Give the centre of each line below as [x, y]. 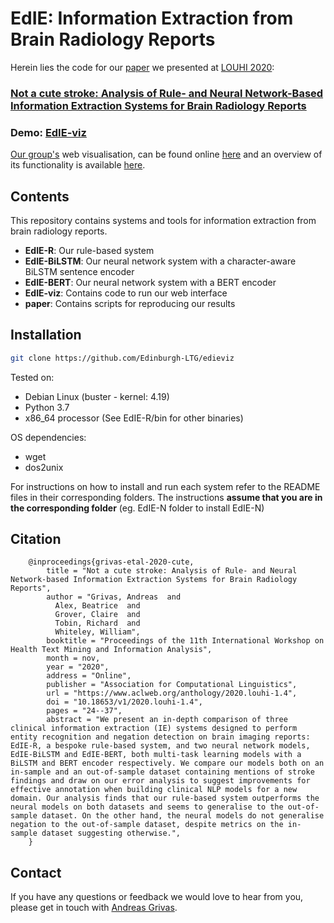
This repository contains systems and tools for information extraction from [163, 220]
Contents [40, 196]
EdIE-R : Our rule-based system [89, 250]
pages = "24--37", [84, 711]
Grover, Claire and [97, 615]
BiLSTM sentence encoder [79, 271]
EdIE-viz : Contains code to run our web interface [126, 293]
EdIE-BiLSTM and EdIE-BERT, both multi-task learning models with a [156, 755]
